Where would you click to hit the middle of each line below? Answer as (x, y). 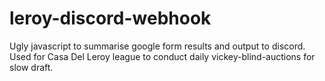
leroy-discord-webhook (110, 18)
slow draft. (31, 67)
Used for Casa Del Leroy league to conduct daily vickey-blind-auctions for (162, 56)
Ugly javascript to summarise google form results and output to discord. (157, 46)
